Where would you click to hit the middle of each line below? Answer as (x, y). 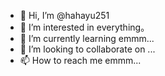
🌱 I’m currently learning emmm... (87, 38)
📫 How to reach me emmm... (80, 60)
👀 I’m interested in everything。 (84, 27)
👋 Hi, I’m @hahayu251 (64, 15)
